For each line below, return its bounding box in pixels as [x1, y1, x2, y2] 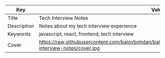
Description [7, 23, 34, 29]
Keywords [7, 30, 31, 37]
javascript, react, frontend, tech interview [39, 30, 134, 37]
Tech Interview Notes [39, 15, 88, 21]
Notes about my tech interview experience [39, 23, 137, 29]
